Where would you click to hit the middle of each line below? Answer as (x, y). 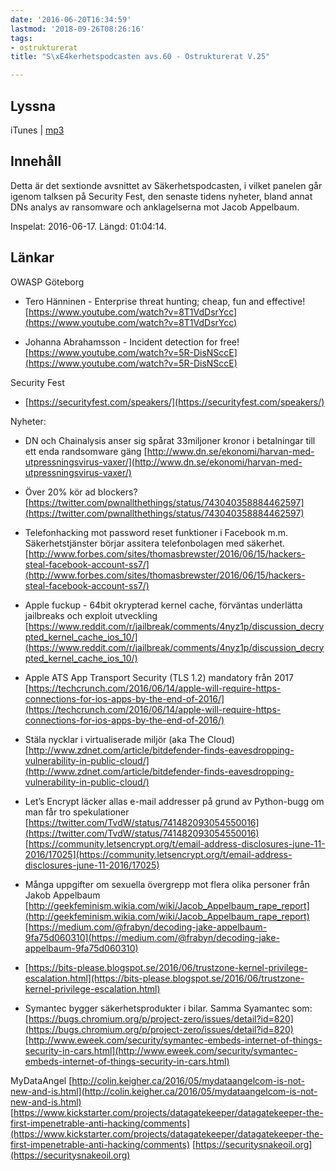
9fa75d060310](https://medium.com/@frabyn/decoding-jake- (152, 937)
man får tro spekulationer (77, 812)
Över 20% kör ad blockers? (81, 492)
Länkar (32, 257)
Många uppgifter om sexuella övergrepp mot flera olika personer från (167, 884)
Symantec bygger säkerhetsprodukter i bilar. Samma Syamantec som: (168, 1008)
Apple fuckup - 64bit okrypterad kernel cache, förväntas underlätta (163, 605)
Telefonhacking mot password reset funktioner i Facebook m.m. (156, 532)
